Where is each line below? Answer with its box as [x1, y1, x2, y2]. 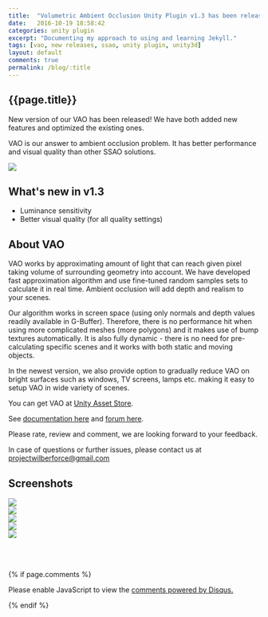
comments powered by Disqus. [131, 585, 234, 595]
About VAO [8, 237, 65, 251]
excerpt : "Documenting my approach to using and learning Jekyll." [8, 34, 238, 42]
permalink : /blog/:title [8, 64, 91, 72]
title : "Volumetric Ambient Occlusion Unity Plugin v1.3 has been [8, 11, 238, 20]
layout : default [8, 49, 62, 57]
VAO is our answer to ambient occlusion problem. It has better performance [8, 138, 257, 148]
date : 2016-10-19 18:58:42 [8, 19, 105, 27]
